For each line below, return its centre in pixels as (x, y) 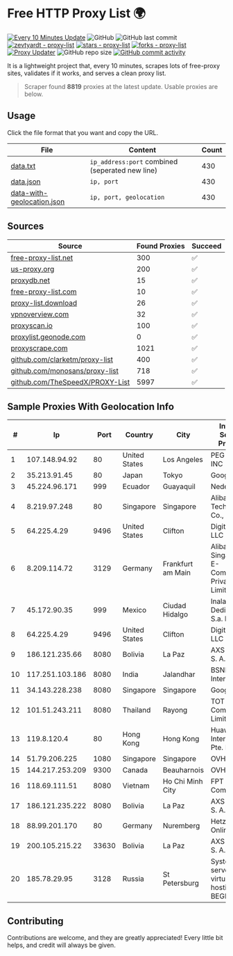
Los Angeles (183, 460)
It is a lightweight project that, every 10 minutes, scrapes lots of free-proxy (114, 65)
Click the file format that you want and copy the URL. (83, 132)
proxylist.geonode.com (48, 337)
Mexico (135, 610)
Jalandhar (179, 674)
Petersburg (181, 883)
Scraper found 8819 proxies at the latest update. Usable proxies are (121, 86)
